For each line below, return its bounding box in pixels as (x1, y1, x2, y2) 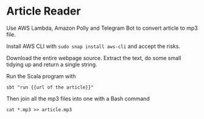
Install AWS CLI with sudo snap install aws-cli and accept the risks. (6, 42, 181, 50)
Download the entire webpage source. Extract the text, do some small (6, 54, 181, 61)
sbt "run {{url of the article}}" (6, 84, 94, 90)
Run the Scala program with (6, 72, 76, 80)
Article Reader (6, 4, 81, 18)
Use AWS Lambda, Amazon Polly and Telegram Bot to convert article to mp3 (6, 24, 198, 32)
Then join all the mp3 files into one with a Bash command (6, 95, 150, 102)
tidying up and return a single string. (6, 61, 97, 68)
